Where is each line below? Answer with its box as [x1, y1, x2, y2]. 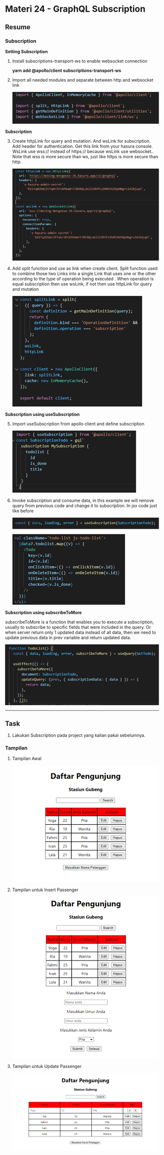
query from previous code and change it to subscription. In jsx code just [12, 502, 157, 509]
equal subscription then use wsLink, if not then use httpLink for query [12, 281, 152, 287]
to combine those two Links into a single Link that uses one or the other [12, 270, 156, 277]
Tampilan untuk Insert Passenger [12, 887, 79, 893]
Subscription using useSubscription [5, 411, 80, 417]
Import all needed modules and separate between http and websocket [12, 77, 154, 83]
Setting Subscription [5, 48, 48, 54]
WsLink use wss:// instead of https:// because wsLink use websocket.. [12, 149, 154, 154]
